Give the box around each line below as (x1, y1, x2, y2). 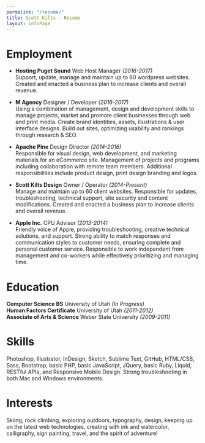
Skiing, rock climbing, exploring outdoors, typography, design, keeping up (6, 417, 193, 424)
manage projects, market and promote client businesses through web (15, 112, 191, 119)
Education (6, 280, 59, 294)
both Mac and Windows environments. (6, 375, 104, 382)
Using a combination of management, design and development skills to (15, 105, 195, 112)
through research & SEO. (15, 131, 78, 139)
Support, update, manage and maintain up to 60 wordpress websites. (15, 74, 190, 81)
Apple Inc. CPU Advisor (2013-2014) (15, 219, 108, 227)
